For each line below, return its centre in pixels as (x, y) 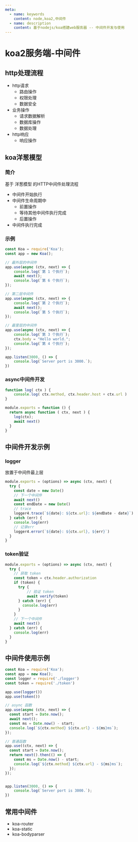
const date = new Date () (39, 491)
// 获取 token (27, 574)
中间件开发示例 (27, 447)
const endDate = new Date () (42, 504)
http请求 (20, 85)
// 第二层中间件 (19, 294)
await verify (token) (47, 596)
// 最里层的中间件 (21, 326)
